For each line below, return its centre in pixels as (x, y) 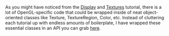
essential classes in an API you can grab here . (53, 28)
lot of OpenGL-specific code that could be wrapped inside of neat (74, 12)
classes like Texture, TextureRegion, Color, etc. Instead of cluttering (94, 18)
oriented (14, 18)
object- (151, 12)
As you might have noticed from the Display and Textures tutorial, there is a (83, 7)
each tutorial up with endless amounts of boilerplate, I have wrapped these (83, 23)
